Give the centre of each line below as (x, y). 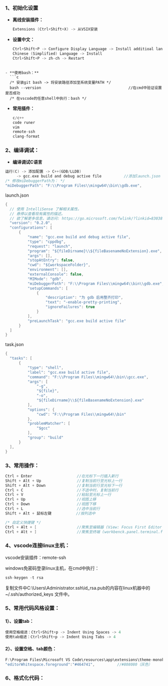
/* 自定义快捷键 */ (23, 523)
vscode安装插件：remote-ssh (36, 557)
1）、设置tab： (19, 621)
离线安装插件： (28, 20)
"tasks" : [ (21, 359)
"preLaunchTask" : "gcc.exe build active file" (77, 321)
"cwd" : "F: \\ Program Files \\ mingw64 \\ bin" (81, 414)
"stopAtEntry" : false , (51, 260)
